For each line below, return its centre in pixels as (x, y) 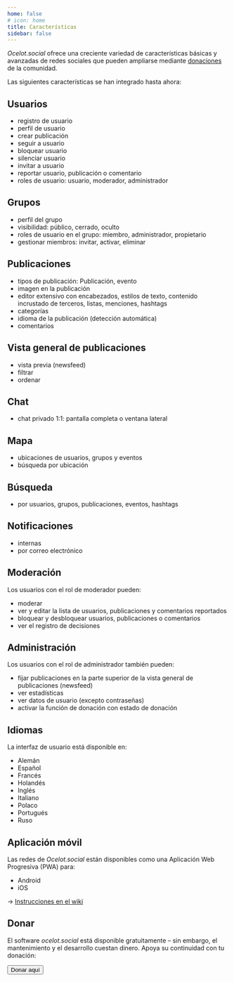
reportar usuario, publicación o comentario (79, 174)
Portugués (32, 813)
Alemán (28, 761)
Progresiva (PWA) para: (41, 867)
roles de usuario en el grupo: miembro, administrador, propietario (112, 234)
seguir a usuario (41, 143)
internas (30, 543)
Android (29, 880)
